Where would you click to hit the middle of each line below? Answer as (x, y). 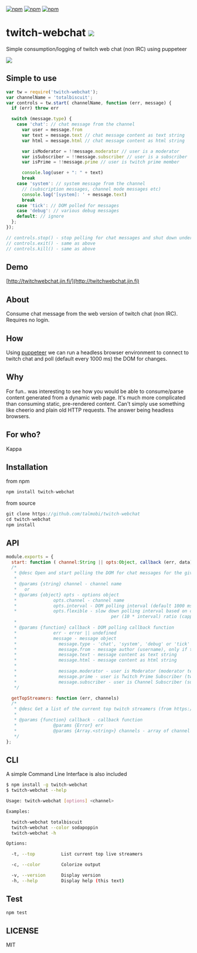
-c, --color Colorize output (56, 865)
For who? (23, 435)
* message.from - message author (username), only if (101, 649)
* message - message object (65, 638)
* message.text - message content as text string (95, 655)
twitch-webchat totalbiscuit (47, 822)
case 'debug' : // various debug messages (68, 211)
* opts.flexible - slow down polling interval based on (101, 611)
